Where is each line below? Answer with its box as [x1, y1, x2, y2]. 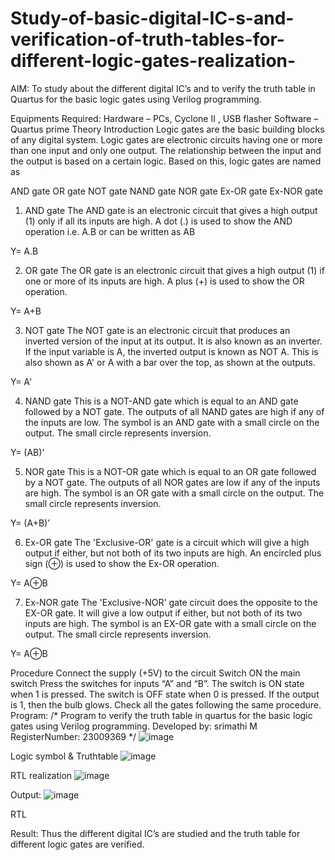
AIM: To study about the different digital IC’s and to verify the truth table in [10, 82, 316, 94]
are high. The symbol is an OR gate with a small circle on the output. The [24, 487, 325, 499]
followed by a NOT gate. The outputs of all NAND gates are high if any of [24, 405, 325, 417]
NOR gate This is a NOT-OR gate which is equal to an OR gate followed [24, 465, 317, 477]
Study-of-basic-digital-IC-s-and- [10, 7, 295, 30]
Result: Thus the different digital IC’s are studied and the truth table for [10, 827, 301, 839]
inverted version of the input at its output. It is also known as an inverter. [24, 335, 323, 347]
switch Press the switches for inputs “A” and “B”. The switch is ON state [10, 677, 305, 689]
